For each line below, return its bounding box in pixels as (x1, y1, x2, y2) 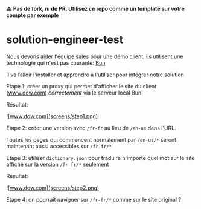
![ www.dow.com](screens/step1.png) (6, 112, 98, 120)
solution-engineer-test (6, 33, 124, 47)
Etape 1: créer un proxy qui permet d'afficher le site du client (6, 82, 157, 90)
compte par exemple (6, 12, 59, 19)
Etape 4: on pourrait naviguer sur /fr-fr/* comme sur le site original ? (6, 196, 182, 203)
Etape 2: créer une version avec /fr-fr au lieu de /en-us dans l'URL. (6, 124, 176, 131)
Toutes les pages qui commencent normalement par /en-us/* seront (6, 136, 177, 143)
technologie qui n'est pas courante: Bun (6, 59, 106, 66)
